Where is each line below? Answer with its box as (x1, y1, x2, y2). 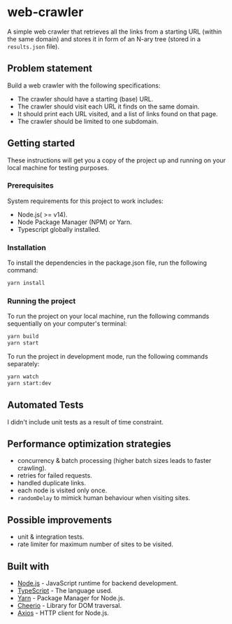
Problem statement (7, 62, 93, 74)
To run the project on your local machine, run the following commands (7, 312, 210, 321)
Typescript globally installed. (17, 225, 101, 233)
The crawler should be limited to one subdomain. (17, 117, 159, 125)
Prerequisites (7, 181, 54, 190)
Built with (7, 560, 50, 572)
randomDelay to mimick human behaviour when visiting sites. (17, 494, 191, 502)
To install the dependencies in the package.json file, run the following (7, 258, 208, 267)
